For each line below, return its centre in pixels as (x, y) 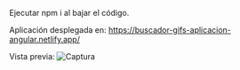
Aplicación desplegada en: (58, 30)
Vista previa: (32, 56)
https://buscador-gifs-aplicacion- (169, 30)
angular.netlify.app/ (44, 39)
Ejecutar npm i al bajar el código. (69, 13)
